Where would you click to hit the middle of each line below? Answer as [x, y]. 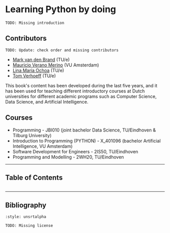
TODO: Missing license [29, 226]
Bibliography [26, 205]
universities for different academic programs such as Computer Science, [81, 96]
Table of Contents [34, 177]
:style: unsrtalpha [26, 217]
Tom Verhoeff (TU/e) [34, 76]
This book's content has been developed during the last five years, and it [81, 85]
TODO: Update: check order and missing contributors [62, 50]
